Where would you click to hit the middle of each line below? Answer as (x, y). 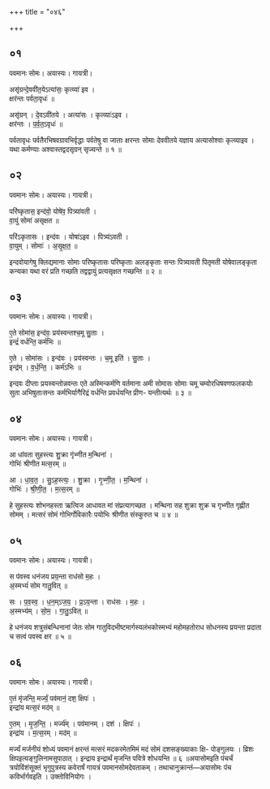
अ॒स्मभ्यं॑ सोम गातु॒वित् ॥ (39, 586)
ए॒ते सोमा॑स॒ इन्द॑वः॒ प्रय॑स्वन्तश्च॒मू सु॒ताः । (57, 333)
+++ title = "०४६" (37, 12)
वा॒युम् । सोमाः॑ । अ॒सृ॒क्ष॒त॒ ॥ (43, 245)
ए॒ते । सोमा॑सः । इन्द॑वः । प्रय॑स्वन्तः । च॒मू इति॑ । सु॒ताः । (80, 358)
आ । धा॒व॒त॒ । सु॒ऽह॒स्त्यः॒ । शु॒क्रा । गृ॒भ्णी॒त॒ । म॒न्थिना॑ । (79, 480)
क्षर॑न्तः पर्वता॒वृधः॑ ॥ (32, 98)
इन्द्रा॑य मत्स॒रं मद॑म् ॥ (34, 707)
